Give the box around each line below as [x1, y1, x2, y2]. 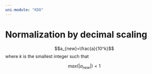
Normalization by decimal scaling [5, 28, 147, 40]
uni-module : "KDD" [5, 7, 44, 12]
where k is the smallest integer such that [5, 53, 89, 59]
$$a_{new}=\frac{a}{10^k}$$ [54, 45, 114, 51]
